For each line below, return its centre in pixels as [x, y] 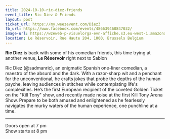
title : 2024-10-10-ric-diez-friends [44, 10]
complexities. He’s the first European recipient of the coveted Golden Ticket [84, 89]
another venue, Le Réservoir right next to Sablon [56, 58]
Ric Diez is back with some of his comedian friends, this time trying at [78, 53]
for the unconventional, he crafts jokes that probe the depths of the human [83, 79]
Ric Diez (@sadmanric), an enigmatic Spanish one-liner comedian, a [76, 68]
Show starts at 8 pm [26, 131]
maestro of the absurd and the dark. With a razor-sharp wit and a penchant [83, 73]
